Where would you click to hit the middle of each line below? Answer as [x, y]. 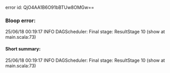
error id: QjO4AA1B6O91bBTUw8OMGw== [50, 7]
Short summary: [23, 48]
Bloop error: [20, 20]
